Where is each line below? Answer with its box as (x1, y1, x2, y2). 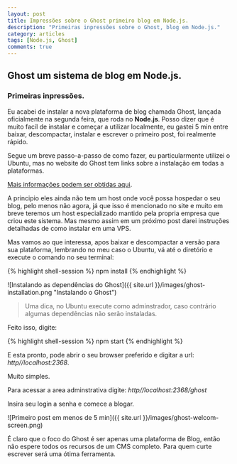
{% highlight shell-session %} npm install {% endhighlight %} (7, 266, 187, 275)
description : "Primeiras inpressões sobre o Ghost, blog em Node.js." (7, 23, 221, 31)
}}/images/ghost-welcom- (143, 413, 219, 421)
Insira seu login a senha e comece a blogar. (7, 399, 135, 408)
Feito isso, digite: (7, 323, 57, 331)
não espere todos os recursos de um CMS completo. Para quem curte (7, 442, 212, 450)
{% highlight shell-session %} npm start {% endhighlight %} (7, 337, 183, 345)
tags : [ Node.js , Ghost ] (7, 37, 78, 44)
